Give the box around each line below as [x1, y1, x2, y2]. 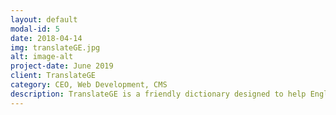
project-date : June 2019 [10, 61, 114, 71]
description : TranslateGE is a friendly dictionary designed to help [10, 89, 307, 99]
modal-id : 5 [10, 24, 60, 34]
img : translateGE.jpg [10, 42, 101, 53]
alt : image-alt [10, 52, 74, 62]
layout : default [10, 14, 78, 25]
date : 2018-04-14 [10, 33, 83, 43]
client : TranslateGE [10, 71, 97, 81]
